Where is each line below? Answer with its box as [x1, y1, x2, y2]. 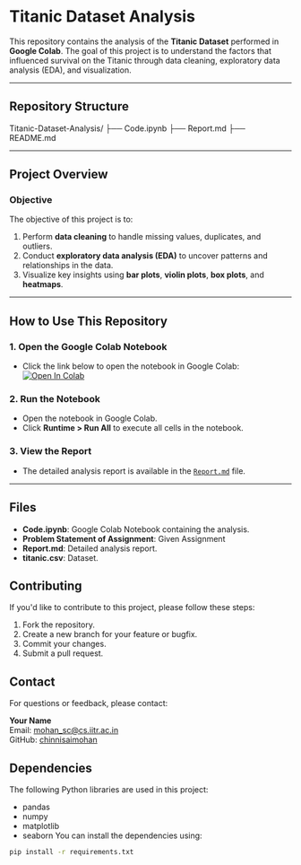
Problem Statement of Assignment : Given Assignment [21, 533, 226, 544]
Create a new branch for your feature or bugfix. [21, 629, 198, 640]
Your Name [9, 715, 52, 726]
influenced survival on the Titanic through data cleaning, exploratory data [9, 55, 280, 66]
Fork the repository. [21, 619, 96, 630]
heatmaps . [21, 279, 64, 290]
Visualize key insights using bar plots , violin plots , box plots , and [21, 269, 264, 280]
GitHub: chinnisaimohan [9, 734, 98, 746]
